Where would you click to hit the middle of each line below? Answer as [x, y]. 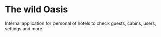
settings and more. [24, 28]
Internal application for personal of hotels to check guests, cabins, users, [81, 23]
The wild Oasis [36, 9]
